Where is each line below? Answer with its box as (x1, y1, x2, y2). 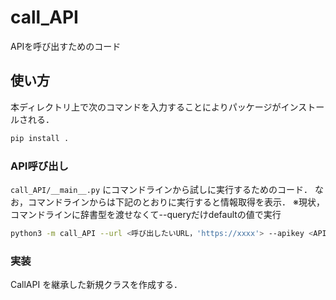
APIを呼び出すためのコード (10, 40, 122, 52)
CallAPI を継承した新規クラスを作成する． (10, 279, 183, 291)
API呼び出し (10, 159, 69, 173)
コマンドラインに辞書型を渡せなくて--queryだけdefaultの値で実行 (10, 208, 282, 220)
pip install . (10, 133, 70, 143)
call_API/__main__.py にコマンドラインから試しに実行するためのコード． (10, 183, 313, 195)
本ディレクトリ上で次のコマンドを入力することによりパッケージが (10, 101, 282, 113)
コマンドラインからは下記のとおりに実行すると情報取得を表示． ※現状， (27, 196, 325, 208)
